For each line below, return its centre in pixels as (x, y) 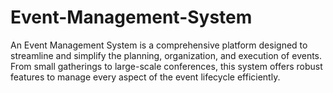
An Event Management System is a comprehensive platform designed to (159, 45)
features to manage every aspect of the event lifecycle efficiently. (145, 77)
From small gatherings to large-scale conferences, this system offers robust (166, 66)
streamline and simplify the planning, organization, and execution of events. (166, 55)
